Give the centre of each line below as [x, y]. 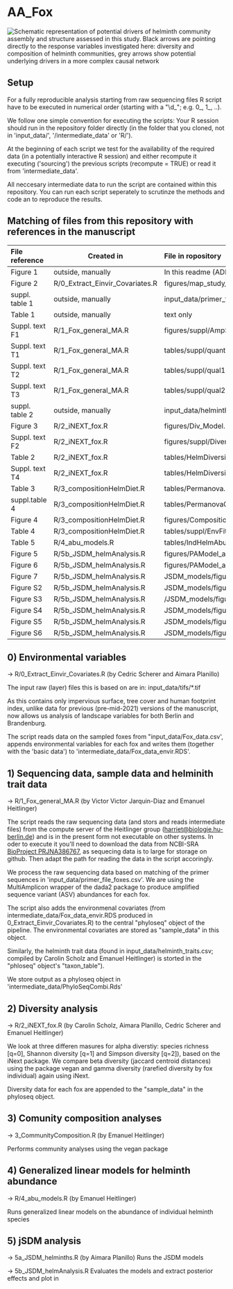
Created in [105, 256]
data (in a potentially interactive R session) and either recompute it [102, 156]
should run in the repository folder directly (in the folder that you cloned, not [116, 128]
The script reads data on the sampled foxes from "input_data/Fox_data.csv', [115, 737]
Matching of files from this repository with [101, 221]
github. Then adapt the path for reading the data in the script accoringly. [110, 859]
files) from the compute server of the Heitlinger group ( [86, 829]
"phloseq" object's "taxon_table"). [56, 966]
